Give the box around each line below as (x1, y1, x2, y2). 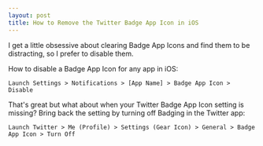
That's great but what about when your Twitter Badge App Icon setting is (8, 100, 244, 109)
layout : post (8, 11, 51, 20)
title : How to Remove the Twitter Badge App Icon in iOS (8, 19, 199, 27)
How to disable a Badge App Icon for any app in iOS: (8, 64, 179, 73)
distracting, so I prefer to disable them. (8, 49, 134, 58)
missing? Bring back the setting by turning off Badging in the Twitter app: (8, 108, 246, 118)
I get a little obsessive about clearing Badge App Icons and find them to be (8, 40, 250, 49)
